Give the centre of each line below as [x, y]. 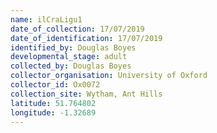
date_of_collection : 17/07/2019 [77, 29]
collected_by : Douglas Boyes [71, 66]
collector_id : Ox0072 [55, 85]
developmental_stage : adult [69, 57]
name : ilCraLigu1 [46, 19]
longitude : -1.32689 [53, 112]
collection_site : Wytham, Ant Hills [86, 94]
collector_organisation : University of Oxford [109, 76]
